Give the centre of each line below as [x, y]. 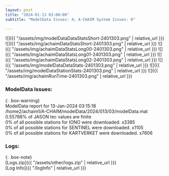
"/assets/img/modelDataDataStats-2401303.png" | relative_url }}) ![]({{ [86, 65]
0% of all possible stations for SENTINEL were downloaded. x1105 [74, 127]
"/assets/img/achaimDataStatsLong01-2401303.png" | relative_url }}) [84, 54]
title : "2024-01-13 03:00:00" [37, 15]
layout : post [19, 10]
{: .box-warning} [22, 100]
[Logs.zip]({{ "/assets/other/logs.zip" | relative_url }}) [61, 162]
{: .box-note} [19, 157]
